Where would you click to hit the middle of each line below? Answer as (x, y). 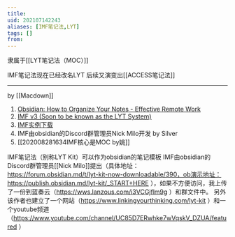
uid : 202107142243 (34, 20)
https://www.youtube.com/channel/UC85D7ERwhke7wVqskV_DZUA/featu (120, 218)
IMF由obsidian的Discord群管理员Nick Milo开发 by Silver (98, 134)
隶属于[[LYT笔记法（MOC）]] (48, 61)
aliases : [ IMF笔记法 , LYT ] (43, 26)
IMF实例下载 (35, 125)
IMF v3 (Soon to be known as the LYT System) (84, 116)
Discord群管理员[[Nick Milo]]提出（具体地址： (73, 166)
